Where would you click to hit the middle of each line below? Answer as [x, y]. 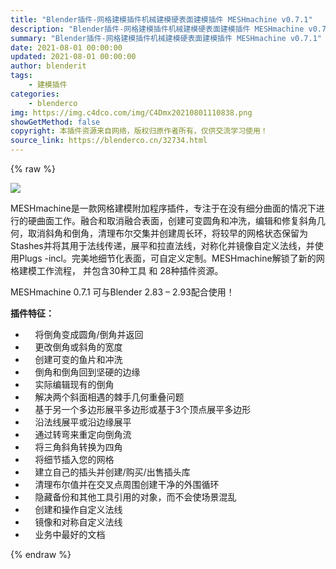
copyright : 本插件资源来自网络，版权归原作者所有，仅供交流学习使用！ [139, 131]
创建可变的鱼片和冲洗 [78, 359]
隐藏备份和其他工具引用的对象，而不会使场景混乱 [135, 497]
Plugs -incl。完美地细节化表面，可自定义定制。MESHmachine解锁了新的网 [171, 258]
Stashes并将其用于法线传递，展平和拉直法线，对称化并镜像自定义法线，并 [162, 245]
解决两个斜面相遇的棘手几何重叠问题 [109, 397]
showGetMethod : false [55, 122]
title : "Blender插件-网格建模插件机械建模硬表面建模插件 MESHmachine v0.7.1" [161, 19]
